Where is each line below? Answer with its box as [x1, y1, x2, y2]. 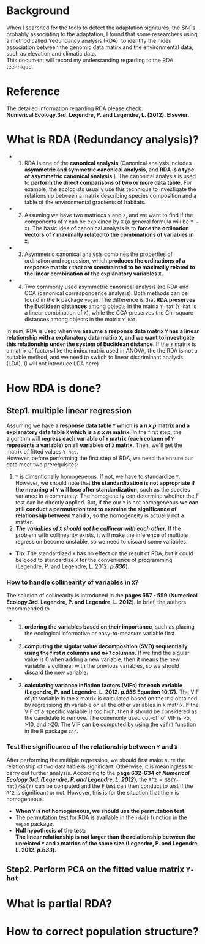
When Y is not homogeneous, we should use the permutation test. [15, 807, 187, 815]
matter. [15, 518, 34, 525]
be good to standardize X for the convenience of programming [15, 556, 173, 563]
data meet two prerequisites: [6, 460, 79, 468]
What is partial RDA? [6, 896, 113, 910]
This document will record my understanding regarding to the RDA [6, 56, 174, 64]
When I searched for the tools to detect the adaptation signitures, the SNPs [6, 24, 196, 31]
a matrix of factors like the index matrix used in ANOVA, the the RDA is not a [6, 347, 198, 354]
